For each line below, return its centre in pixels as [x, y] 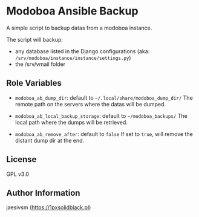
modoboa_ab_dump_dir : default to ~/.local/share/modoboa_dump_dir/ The [104, 97]
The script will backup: [35, 39]
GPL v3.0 [18, 174]
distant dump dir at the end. [50, 140]
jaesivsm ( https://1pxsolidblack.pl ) [49, 207]
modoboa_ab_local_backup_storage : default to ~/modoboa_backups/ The [101, 115]
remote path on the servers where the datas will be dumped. [90, 104]
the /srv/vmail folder [40, 64]
